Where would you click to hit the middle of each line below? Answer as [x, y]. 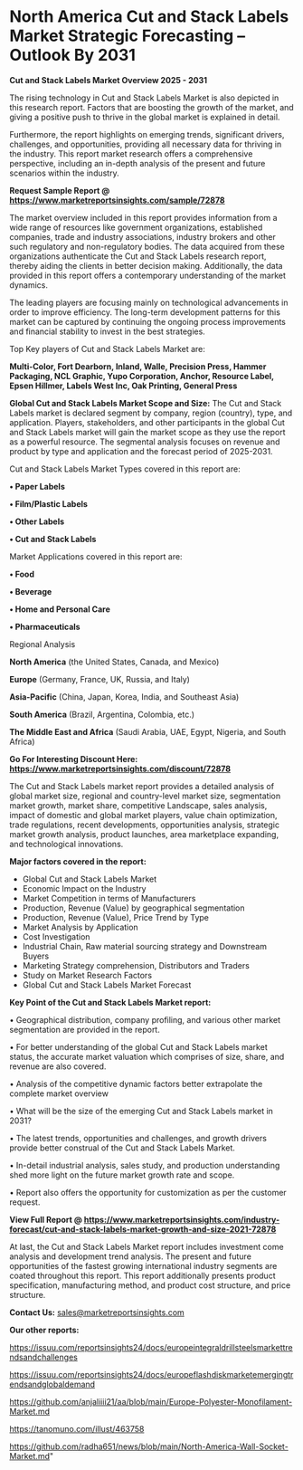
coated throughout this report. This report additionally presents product [142, 1275]
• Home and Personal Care [60, 609]
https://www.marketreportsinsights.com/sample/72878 [117, 200]
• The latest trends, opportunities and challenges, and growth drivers [138, 1138]
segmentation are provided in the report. [85, 1029]
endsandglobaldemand [52, 1384]
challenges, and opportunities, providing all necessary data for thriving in [146, 144]
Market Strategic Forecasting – [128, 36]
